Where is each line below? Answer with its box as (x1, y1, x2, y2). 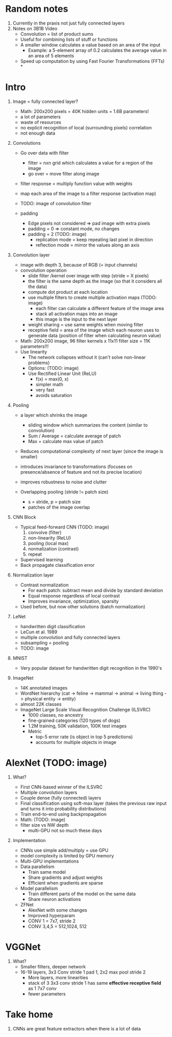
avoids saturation (35, 392, 73, 398)
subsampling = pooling (20, 639, 69, 646)
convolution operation (20, 267, 67, 273)
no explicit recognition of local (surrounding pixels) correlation (20, 124, 152, 130)
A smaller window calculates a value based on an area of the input (20, 41, 161, 48)
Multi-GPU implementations (20, 858, 79, 864)
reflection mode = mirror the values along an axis (35, 241, 140, 248)
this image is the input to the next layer (35, 316, 118, 322)
